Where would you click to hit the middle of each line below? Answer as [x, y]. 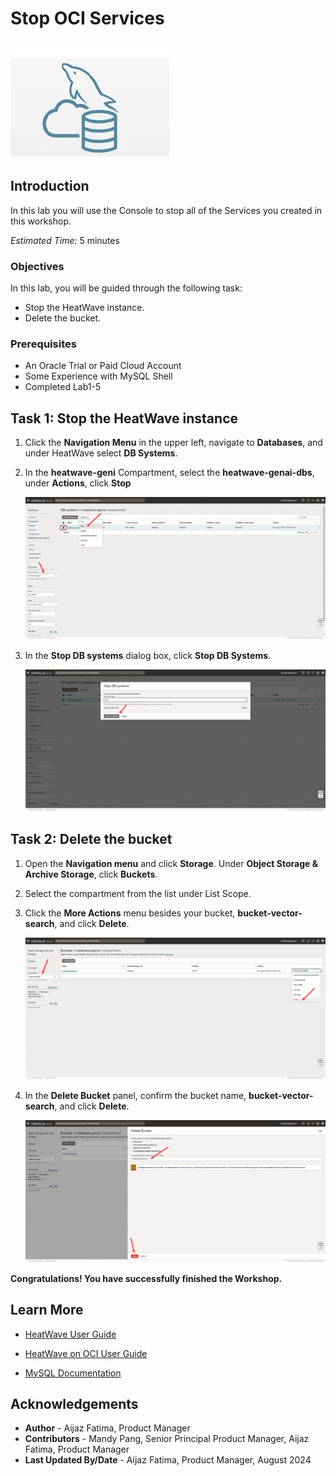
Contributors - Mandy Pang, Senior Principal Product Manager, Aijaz [167, 1439]
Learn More [47, 1310]
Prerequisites [43, 344]
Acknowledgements [74, 1403]
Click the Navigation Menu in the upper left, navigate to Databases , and [173, 443]
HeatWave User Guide [70, 1334]
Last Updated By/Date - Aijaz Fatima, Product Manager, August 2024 [168, 1460]
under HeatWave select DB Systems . [101, 453]
